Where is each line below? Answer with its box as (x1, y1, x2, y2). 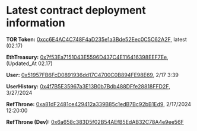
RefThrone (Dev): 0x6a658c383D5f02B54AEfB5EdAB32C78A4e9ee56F (6, 118, 184, 125)
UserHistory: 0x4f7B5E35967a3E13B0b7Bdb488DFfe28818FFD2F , (6, 82, 170, 90)
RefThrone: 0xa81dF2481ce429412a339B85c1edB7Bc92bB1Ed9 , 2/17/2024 (6, 100, 192, 107)
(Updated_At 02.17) (6, 60, 53, 67)
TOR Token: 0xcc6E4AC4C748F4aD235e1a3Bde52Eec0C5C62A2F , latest (6, 36, 187, 43)
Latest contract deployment (6, 4, 147, 17)
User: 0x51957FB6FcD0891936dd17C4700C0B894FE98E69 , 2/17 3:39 (6, 71, 179, 78)
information (6, 16, 65, 30)
